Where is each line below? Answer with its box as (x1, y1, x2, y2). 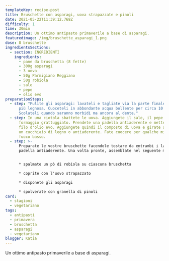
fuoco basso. (18, 134, 46, 139)
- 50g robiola (18, 78, 49, 83)
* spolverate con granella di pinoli (18, 189, 98, 194)
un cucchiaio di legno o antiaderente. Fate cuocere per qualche (18, 129, 158, 134)
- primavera (10, 217, 35, 222)
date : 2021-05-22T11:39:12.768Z (5, 17, 73, 22)
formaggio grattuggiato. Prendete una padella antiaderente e (18, 120, 152, 125)
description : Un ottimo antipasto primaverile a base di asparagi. (5, 31, 150, 36)
